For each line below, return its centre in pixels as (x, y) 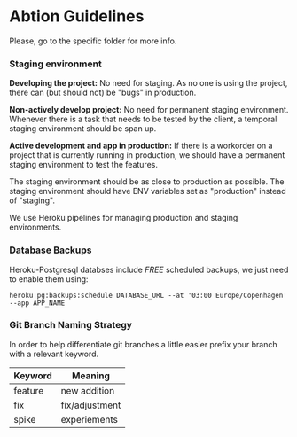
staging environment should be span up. (83, 129)
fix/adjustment (91, 405)
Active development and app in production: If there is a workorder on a (141, 146)
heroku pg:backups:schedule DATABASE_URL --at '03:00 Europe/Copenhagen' (148, 295)
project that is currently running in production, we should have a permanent (147, 155)
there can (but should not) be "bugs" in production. (103, 93)
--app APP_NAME (37, 303)
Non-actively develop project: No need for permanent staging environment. (149, 110)
